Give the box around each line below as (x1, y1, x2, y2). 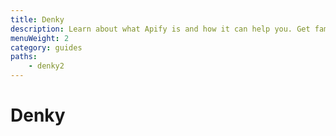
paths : (10, 52, 38, 62)
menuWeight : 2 (10, 33, 70, 43)
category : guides (10, 42, 83, 53)
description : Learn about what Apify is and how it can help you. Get (10, 24, 311, 34)
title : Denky (10, 14, 65, 25)
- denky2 (28, 61, 65, 71)
